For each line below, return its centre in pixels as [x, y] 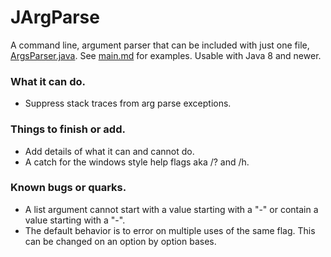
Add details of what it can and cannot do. [109, 151]
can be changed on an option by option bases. [120, 241]
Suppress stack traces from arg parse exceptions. [128, 103]
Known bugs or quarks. [68, 188]
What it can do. [48, 81]
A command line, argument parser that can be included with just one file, [160, 45]
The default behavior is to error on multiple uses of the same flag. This [170, 230]
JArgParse [55, 17]
